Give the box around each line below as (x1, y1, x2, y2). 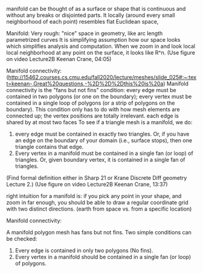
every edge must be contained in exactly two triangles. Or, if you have (14, 130, 190, 137)
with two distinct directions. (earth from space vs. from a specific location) (6, 205, 192, 212)
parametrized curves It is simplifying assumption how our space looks (6, 36, 181, 43)
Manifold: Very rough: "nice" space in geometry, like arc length (6, 30, 163, 37)
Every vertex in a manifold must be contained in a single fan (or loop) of (14, 150, 193, 157)
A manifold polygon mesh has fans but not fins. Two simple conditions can (6, 229, 192, 235)
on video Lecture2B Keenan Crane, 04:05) (6, 56, 112, 62)
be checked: (6, 235, 37, 242)
